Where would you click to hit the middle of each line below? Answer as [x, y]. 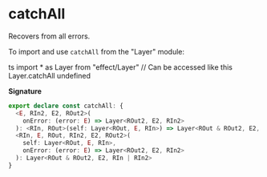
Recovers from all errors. [49, 36]
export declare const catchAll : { [66, 106]
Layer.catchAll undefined [49, 75]
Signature [25, 91]
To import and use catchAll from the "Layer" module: [96, 51]
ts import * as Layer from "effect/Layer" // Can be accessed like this [120, 67]
